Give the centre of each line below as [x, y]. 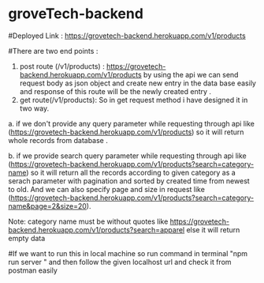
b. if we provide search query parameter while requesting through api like [127, 156]
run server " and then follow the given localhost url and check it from [120, 262]
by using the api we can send [191, 74]
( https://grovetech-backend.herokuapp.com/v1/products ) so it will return [126, 132]
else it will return [213, 229]
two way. [34, 108]
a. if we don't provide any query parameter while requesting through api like [131, 123]
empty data [27, 238]
